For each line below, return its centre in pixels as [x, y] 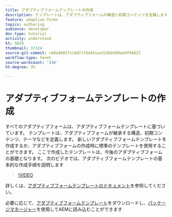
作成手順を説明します [41, 165]
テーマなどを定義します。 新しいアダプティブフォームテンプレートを [95, 139]
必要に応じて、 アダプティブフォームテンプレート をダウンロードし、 [77, 203]
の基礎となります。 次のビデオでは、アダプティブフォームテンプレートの [82, 159]
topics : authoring [25, 24]
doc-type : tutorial [26, 34]
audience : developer [27, 29]
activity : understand [28, 39]
